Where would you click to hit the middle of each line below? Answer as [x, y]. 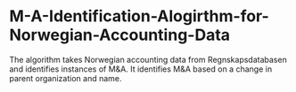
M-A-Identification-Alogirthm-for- [139, 16]
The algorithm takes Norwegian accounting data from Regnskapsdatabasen [148, 59]
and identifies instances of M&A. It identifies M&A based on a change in [141, 69]
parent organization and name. [66, 78]
